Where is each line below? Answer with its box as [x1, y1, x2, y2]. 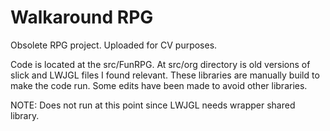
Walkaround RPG [10, 6, 154, 29]
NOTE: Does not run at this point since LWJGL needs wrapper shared [10, 99, 296, 111]
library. [10, 109, 40, 121]
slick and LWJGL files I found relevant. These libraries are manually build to [10, 69, 320, 81]
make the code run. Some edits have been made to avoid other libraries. [10, 79, 308, 91]
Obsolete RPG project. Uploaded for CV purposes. [10, 39, 218, 51]
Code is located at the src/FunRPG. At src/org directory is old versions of [10, 58, 311, 70]
